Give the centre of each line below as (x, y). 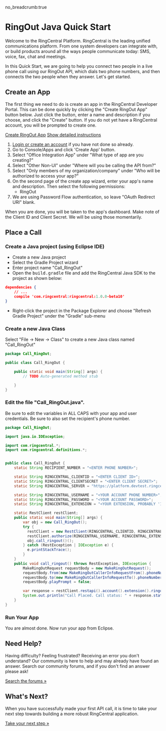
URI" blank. (24, 202)
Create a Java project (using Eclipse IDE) (55, 247)
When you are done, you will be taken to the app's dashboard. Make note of (82, 212)
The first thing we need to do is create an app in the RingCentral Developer (81, 104)
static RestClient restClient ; (46, 513)
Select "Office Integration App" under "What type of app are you (78, 155)
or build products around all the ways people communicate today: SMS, (78, 51)
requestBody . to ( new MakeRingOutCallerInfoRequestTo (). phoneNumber (93, 577)
